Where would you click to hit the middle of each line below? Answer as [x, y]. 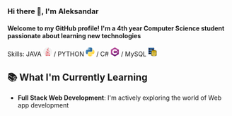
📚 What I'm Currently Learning [77, 77]
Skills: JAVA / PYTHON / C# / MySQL [77, 54]
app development [43, 105]
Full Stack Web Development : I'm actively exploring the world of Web [120, 98]
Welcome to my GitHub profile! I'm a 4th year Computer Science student [116, 28]
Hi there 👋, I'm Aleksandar [53, 11]
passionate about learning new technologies [74, 35]
